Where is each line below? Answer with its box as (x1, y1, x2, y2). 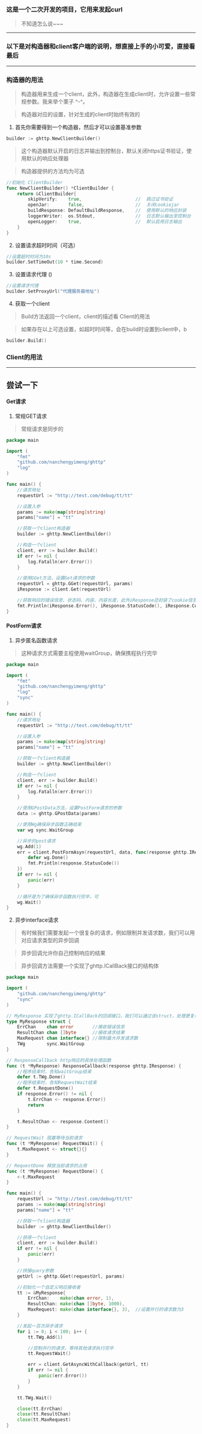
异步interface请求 (14, 916, 59, 923)
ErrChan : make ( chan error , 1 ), (28, 1296, 114, 1302)
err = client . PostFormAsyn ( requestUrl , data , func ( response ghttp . (17, 849, 189, 855)
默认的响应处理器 (26, 155, 69, 162)
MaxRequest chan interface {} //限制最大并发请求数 (17, 1035, 138, 1041)
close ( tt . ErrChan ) (17, 1406, 63, 1412)
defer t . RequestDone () (17, 1085, 74, 1091)
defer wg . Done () (28, 855, 69, 861)
